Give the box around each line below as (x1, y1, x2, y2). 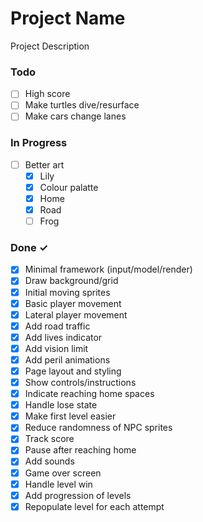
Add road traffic (24, 320, 91, 332)
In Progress (10, 136, 68, 150)
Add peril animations (24, 353, 111, 366)
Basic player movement (24, 297, 122, 309)
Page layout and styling (24, 365, 122, 377)
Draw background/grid (24, 275, 119, 287)
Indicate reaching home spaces (24, 388, 155, 400)
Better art (24, 158, 65, 171)
